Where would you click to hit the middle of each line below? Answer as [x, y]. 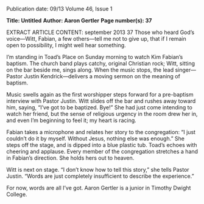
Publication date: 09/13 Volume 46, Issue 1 [59, 9]
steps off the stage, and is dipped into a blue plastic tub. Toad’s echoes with [102, 145]
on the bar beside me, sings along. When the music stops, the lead [90, 70]
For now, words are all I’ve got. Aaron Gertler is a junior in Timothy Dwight [99, 188]
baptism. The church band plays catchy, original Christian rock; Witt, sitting [101, 63]
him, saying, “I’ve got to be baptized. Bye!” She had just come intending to [100, 107]
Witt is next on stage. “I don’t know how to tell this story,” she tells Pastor [98, 170]
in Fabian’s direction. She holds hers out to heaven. [70, 158]
